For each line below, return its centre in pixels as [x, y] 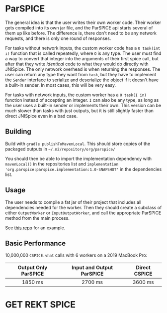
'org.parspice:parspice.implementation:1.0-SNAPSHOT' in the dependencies [83, 169]
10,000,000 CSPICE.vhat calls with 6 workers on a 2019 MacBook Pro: [76, 255]
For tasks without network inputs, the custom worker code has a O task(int [83, 48]
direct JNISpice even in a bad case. [42, 116]
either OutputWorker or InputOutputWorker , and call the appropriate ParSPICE [83, 213]
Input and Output [92, 268]
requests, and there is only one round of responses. [58, 38]
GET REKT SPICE [41, 304]
